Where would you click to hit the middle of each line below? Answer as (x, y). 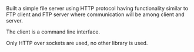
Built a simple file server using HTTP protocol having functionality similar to (97, 8)
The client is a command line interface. (53, 32)
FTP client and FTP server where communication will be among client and (96, 14)
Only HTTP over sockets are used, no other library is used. (77, 43)
